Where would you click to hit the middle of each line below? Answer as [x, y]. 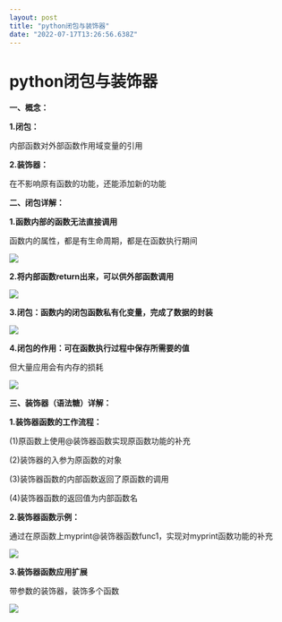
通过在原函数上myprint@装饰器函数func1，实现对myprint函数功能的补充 [141, 536]
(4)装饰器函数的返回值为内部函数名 [74, 498]
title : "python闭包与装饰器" [60, 26]
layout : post [34, 17]
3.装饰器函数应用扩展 [48, 572]
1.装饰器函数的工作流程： [56, 422]
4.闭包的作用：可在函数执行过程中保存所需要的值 [99, 348]
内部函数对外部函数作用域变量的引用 [76, 146]
